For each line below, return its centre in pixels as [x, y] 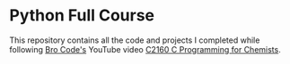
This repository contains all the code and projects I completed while [135, 40]
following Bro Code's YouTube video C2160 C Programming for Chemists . [145, 49]
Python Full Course [82, 16]
